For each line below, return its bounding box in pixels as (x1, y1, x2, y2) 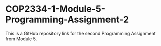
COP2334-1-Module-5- (5, 3, 106, 15)
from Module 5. (5, 36, 37, 42)
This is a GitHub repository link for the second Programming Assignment (5, 30, 156, 36)
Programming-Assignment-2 (5, 14, 129, 25)
